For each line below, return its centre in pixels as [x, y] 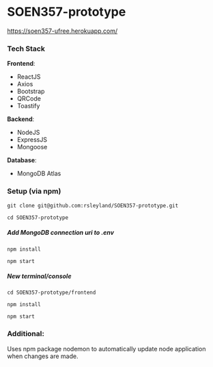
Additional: [26, 334]
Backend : [21, 119]
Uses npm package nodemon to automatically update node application [106, 349]
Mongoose [32, 147]
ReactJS [29, 77]
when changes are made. [43, 356]
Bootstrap [31, 91]
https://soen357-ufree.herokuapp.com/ [62, 31]
